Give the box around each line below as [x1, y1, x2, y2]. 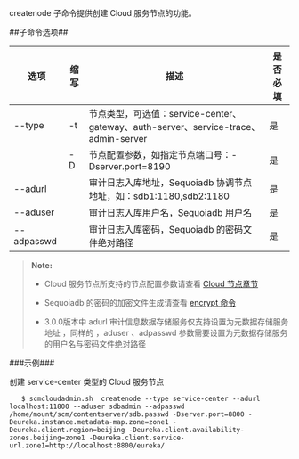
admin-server [88, 133, 148, 144]
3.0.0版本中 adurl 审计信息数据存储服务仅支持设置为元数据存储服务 [44, 316, 289, 327]
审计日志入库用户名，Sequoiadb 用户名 [88, 207, 253, 218]
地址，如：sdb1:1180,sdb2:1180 [88, 190, 230, 202]
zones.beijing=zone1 [9, 433, 86, 442]
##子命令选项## [9, 27, 69, 37]
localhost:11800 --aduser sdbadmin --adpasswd [9, 402, 185, 411]
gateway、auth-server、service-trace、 [88, 121, 261, 133]
